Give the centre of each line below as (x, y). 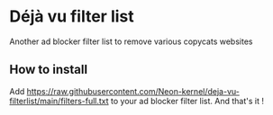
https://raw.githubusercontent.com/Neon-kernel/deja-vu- (133, 91)
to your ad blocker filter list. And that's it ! (187, 101)
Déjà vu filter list (72, 17)
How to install (49, 70)
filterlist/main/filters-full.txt (59, 101)
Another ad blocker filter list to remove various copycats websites (131, 41)
